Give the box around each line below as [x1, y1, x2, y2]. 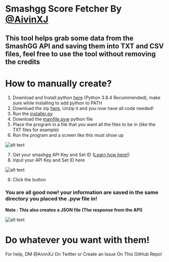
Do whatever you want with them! [5, 234, 150, 245]
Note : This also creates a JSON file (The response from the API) [5, 206, 143, 213]
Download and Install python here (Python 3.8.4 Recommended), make [12, 94, 161, 100]
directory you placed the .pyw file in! [5, 195, 98, 202]
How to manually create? [5, 78, 112, 89]
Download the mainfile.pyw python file [12, 116, 93, 122]
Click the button [12, 176, 46, 182]
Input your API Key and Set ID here [12, 157, 85, 163]
